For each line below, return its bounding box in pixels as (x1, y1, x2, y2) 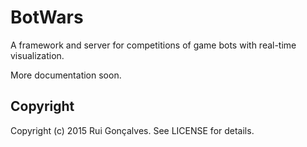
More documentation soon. (10, 69, 122, 81)
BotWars (10, 6, 84, 29)
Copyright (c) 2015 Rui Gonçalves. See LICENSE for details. (10, 124, 255, 136)
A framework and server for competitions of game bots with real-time (10, 39, 297, 51)
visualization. (10, 49, 65, 61)
